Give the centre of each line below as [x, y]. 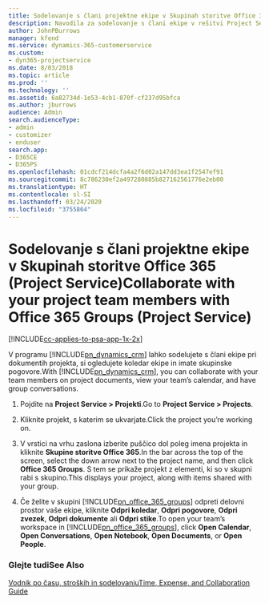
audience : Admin [35, 113]
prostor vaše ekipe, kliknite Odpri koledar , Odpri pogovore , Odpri [128, 510]
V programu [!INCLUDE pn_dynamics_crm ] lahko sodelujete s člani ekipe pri [132, 355]
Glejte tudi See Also [46, 565]
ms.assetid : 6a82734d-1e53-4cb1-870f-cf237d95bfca [94, 98]
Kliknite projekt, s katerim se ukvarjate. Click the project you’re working [136, 420]
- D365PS [23, 165]
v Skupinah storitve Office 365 [112, 266]
